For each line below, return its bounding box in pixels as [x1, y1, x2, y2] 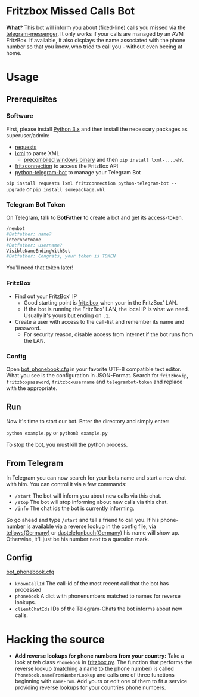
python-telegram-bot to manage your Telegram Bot [14, 168, 141, 176]
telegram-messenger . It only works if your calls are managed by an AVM [6, 30, 184, 37]
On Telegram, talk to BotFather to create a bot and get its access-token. [6, 214, 184, 222]
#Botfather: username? [6, 242, 63, 248]
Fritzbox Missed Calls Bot [6, 4, 135, 18]
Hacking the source [6, 632, 105, 646]
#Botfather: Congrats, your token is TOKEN [6, 253, 116, 259]
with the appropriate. [6, 384, 58, 392]
